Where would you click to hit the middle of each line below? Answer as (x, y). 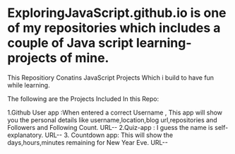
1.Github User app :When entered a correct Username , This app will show (115, 112)
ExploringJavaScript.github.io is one (117, 13)
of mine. (84, 58)
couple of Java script (71, 43)
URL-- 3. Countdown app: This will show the (109, 135)
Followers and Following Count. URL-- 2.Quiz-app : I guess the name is (110, 127)
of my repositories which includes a (114, 28)
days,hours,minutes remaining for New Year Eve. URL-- (88, 142)
